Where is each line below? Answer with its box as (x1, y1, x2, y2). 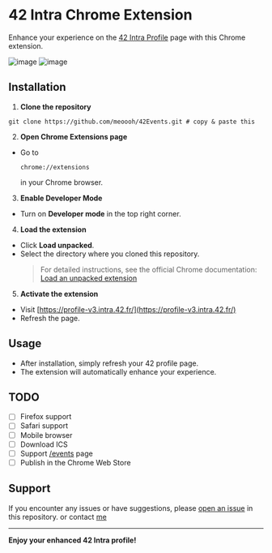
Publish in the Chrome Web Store (19, 457, 131, 467)
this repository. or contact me (8, 512, 107, 521)
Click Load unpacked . (19, 240, 95, 250)
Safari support (19, 421, 69, 431)
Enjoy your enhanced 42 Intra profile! (8, 535, 137, 545)
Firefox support (19, 412, 72, 422)
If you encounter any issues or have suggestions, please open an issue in (8, 503, 253, 512)
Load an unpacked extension (40, 273, 138, 283)
